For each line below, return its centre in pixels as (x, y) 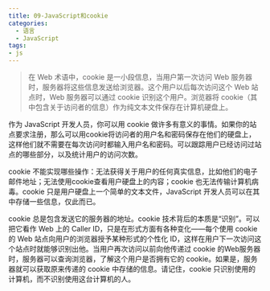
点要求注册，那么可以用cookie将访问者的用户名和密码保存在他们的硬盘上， (132, 134)
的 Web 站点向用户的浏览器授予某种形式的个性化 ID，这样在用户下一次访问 (131, 239)
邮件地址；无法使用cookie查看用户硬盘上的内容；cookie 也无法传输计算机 (130, 181)
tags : (17, 46)
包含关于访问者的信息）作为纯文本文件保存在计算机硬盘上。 (134, 107)
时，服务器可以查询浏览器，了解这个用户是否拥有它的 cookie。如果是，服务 (133, 259)
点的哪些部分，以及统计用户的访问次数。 (75, 154)
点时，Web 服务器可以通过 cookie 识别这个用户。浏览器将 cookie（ (139, 97)
